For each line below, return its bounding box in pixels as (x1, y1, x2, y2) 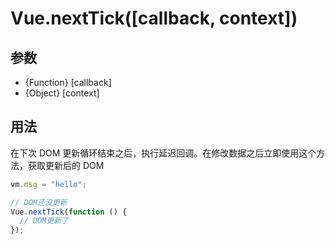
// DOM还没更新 (10, 197, 68, 207)
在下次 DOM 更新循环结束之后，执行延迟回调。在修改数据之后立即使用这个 (10, 147, 317, 159)
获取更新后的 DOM (27, 159, 105, 171)
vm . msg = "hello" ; (10, 179, 87, 189)
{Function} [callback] (24, 77, 112, 88)
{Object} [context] (24, 87, 100, 99)
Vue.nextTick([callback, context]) (10, 7, 298, 30)
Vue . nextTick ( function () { (10, 207, 128, 217)
